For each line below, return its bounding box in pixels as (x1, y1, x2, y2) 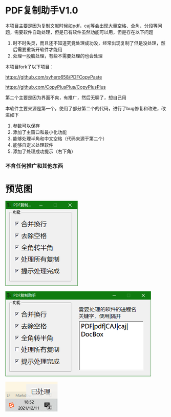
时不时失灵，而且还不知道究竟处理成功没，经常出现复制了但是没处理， (12, 39, 161, 46)
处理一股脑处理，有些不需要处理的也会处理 (12, 52, 103, 59)
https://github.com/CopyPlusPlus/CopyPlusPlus (5, 84, 106, 90)
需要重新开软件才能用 (17, 46, 62, 52)
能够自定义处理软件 (12, 142, 54, 148)
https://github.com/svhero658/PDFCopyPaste (5, 74, 102, 80)
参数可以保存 (12, 123, 40, 129)
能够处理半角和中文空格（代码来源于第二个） (12, 135, 108, 142)
